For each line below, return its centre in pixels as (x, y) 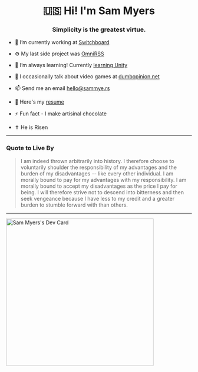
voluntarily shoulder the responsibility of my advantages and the (99, 167)
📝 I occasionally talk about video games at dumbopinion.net (87, 77)
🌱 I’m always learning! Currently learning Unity (71, 65)
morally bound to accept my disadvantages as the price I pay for (99, 186)
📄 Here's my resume (39, 102)
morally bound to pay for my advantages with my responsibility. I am (103, 180)
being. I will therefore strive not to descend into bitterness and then (102, 192)
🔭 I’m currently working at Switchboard (62, 42)
